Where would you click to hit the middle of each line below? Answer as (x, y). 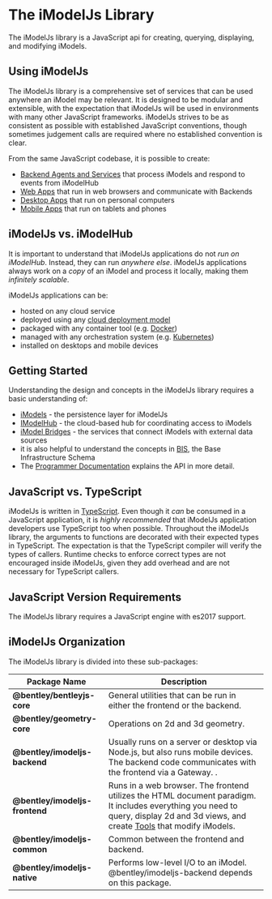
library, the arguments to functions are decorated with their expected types (134, 537)
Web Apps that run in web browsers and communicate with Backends (136, 191)
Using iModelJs (49, 72)
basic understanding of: (48, 399)
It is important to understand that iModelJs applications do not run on (124, 254)
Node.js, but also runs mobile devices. (181, 751)
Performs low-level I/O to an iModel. (177, 863)
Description (184, 681)
